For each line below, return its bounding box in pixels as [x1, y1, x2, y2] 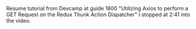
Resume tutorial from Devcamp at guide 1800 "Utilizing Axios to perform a [6, 5, 188, 12]
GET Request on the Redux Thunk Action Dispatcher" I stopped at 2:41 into [6, 11, 191, 18]
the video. [6, 17, 31, 24]
